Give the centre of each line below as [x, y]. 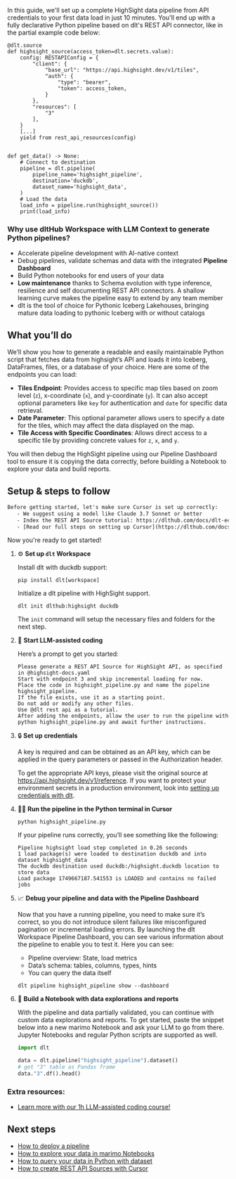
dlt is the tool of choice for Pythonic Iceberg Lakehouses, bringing [113, 306]
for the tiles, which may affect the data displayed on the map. [106, 425]
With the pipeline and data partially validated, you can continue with [116, 1012]
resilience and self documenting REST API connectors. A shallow [111, 290]
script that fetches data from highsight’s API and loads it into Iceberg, [107, 360]
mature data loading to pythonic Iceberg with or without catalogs [111, 313]
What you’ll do [40, 335]
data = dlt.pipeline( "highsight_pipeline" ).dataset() [98, 1061]
